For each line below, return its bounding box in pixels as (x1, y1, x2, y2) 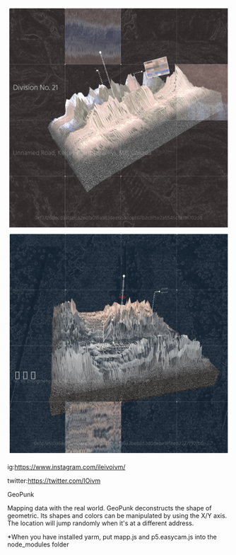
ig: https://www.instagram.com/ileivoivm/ (7, 463, 126, 471)
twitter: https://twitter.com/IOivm (7, 476, 101, 485)
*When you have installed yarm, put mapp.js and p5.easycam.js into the (7, 533, 217, 542)
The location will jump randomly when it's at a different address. (7, 519, 194, 527)
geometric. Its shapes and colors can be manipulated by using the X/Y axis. (7, 512, 228, 520)
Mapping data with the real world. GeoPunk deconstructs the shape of (7, 504, 212, 513)
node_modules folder (7, 540, 69, 549)
